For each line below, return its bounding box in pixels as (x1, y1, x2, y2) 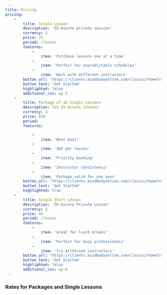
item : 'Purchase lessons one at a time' (40, 53, 126, 59)
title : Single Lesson (23, 21, 68, 26)
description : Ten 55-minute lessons (23, 105, 99, 110)
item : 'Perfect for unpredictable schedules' (40, 63, 137, 68)
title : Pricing (5, 7, 37, 12)
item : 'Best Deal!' (40, 137, 81, 142)
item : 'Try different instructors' (40, 248, 114, 254)
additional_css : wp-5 (23, 91, 68, 96)
